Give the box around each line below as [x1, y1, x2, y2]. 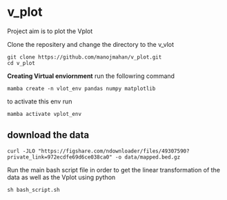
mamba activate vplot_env [7, 110, 81, 117]
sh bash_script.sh [7, 186, 60, 193]
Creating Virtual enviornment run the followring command [7, 72, 175, 80]
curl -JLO [7, 148, 36, 154]
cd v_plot [7, 59, 36, 66]
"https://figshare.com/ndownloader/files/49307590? [37, 148, 190, 154]
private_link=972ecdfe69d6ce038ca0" [7, 153, 112, 161]
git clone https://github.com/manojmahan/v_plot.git [7, 53, 162, 61]
